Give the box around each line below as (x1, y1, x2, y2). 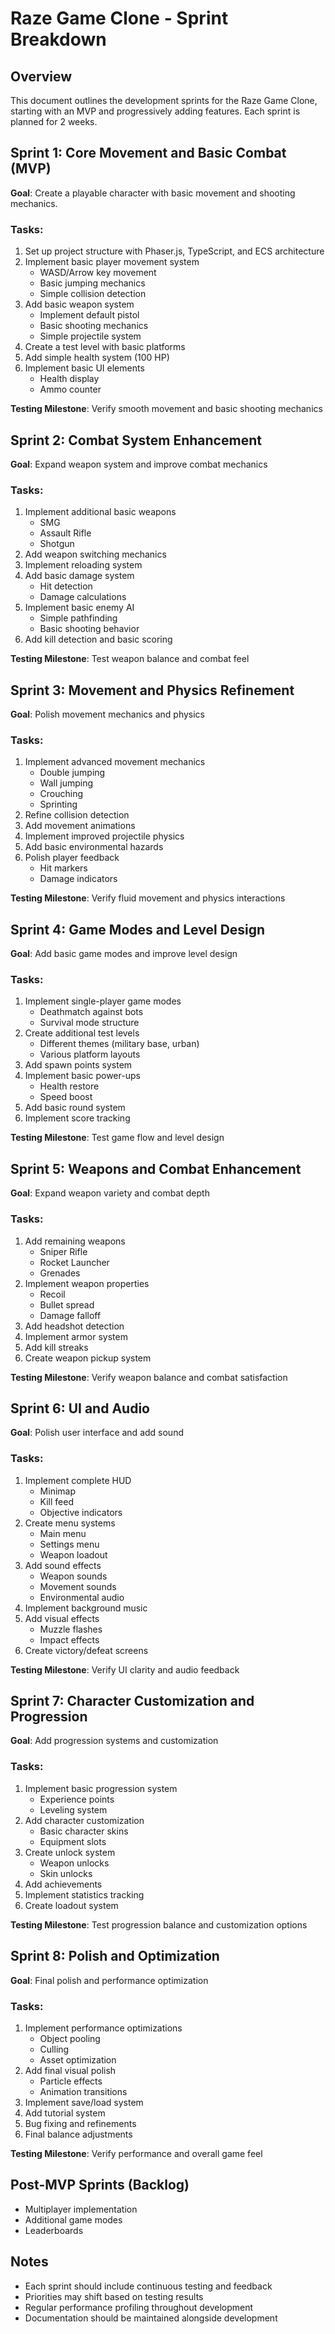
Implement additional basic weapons (24, 506, 177, 518)
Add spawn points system (24, 1059, 133, 1071)
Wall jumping (39, 777, 94, 789)
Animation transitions (39, 2085, 128, 2097)
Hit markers (39, 862, 88, 874)
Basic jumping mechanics (39, 277, 146, 289)
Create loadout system (24, 1899, 119, 1911)
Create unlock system (24, 1846, 116, 1858)
